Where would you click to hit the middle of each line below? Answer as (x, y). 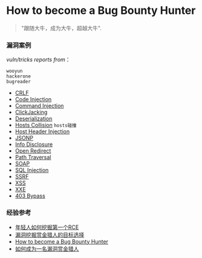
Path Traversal (33, 157)
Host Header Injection (42, 131)
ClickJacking (31, 112)
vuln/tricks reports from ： (38, 60)
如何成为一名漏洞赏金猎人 (47, 248)
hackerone (19, 76)
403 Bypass (30, 196)
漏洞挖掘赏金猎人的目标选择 (50, 234)
